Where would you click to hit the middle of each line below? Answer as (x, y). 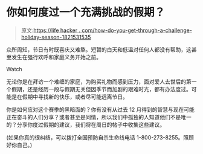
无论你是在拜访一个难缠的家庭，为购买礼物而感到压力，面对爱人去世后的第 (99, 82)
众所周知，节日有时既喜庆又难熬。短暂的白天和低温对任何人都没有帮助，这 (99, 50)
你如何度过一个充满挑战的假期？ (86, 12)
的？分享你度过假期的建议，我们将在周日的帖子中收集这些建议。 (85, 124)
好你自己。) (19, 145)
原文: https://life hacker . (50, 30)
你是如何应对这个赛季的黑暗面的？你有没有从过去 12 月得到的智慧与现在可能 (101, 109)
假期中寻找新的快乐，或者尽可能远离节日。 (75, 97)
